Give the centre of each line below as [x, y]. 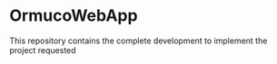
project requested [43, 50]
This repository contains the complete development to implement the [138, 41]
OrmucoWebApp [74, 16]
